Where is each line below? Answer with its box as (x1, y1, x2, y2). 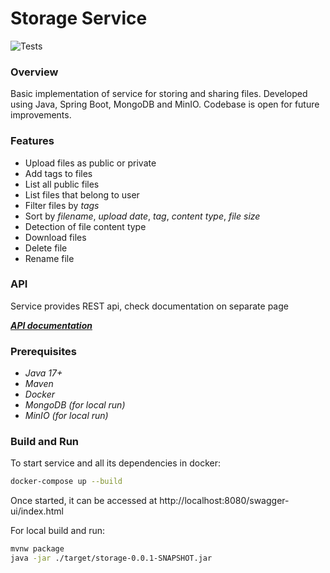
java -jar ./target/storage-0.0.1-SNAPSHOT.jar (10, 553, 213, 564)
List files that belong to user (24, 188, 140, 201)
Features (10, 134, 55, 148)
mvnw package (10, 544, 65, 554)
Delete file (24, 242, 68, 254)
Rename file (24, 252, 75, 264)
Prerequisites (10, 344, 77, 358)
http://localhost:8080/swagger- (159, 495, 290, 507)
